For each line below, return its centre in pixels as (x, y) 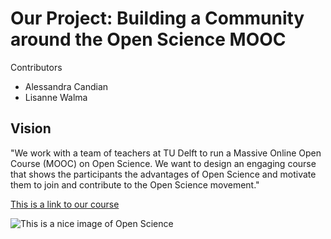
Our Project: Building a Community (157, 18)
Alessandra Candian (66, 86)
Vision (31, 128)
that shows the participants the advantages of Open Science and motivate (163, 174)
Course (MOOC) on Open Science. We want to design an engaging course (163, 163)
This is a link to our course (65, 204)
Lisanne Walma (56, 97)
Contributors (36, 67)
